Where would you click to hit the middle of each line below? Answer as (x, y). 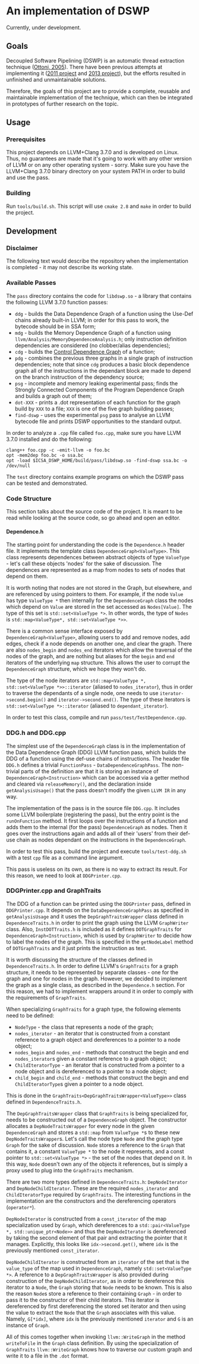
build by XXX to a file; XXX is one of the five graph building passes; (94, 409)
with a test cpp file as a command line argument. (65, 857)
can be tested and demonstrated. (47, 483)
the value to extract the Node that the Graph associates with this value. (91, 1312)
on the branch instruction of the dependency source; (79, 377)
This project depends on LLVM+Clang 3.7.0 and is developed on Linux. (93, 152)
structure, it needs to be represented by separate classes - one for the (92, 972)
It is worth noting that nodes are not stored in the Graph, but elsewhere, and (99, 588)
